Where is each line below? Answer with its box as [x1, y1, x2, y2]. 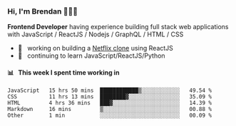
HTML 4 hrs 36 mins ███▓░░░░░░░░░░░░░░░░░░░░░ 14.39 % [7, 99, 212, 106]
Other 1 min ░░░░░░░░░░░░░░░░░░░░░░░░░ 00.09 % [7, 112, 212, 119]
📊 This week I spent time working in [7, 68, 120, 77]
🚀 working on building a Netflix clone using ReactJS [17, 44, 173, 53]
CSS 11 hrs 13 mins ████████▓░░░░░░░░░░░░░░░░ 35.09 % [7, 93, 212, 100]
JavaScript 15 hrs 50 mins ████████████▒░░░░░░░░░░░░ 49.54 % [7, 87, 212, 94]
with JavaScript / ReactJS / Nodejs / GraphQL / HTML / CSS [7, 30, 184, 38]
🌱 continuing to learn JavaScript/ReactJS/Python [17, 51, 165, 60]
